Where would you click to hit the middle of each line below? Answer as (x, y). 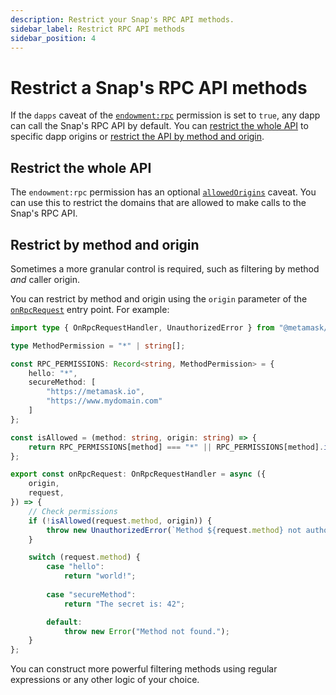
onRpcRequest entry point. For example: (90, 309)
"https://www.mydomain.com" (104, 401)
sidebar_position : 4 (53, 38)
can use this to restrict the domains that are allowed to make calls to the (158, 203)
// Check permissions (73, 511)
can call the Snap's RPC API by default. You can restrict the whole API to (159, 126)
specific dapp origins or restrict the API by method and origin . (137, 137)
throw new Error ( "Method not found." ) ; (146, 631)
